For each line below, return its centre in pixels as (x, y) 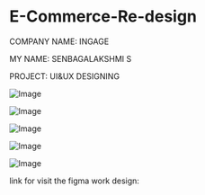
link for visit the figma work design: (74, 181)
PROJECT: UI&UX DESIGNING (64, 76)
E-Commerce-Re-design (103, 17)
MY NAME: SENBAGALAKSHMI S (71, 58)
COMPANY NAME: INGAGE (59, 41)
